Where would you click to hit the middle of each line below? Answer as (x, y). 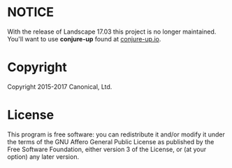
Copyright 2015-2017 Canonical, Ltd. (60, 86)
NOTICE (31, 12)
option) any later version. (43, 156)
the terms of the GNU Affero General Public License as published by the (111, 141)
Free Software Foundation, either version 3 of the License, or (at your (107, 149)
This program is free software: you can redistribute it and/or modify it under (116, 134)
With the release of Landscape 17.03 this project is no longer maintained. (112, 31)
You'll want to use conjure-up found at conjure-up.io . (84, 38)
